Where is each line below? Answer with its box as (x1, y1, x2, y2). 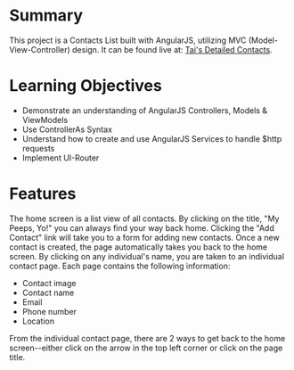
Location (21, 316, 55, 326)
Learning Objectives (9, 76, 162, 96)
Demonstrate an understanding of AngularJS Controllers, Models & (21, 104, 268, 116)
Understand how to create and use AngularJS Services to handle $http (21, 133, 282, 144)
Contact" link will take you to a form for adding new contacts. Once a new (9, 232, 280, 243)
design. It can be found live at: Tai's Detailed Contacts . (72, 44, 274, 54)
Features (9, 184, 77, 204)
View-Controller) (9, 44, 71, 54)
